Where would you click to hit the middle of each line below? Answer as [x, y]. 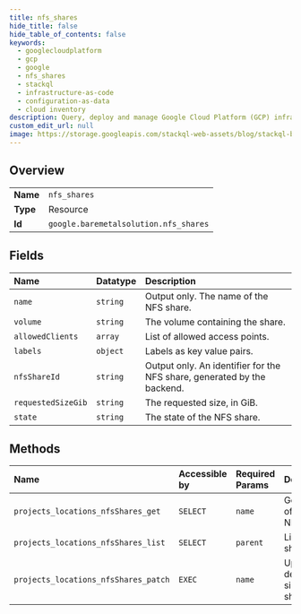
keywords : [28, 43]
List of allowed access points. [207, 336]
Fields [27, 256]
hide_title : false [43, 26]
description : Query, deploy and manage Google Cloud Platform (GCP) [140, 117]
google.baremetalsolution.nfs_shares [129, 224]
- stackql [35, 84]
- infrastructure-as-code [66, 92]
